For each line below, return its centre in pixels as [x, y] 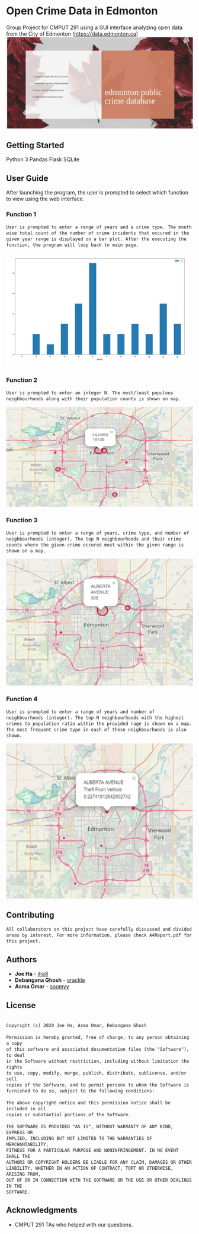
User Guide [27, 178]
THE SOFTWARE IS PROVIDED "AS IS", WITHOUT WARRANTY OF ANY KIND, [90, 1126]
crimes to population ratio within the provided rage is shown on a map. [99, 724]
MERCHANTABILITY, [28, 1144]
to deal [16, 1055]
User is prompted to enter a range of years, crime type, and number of [98, 533]
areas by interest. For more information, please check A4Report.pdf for [99, 935]
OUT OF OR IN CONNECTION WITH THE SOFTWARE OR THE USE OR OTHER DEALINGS [99, 1180]
